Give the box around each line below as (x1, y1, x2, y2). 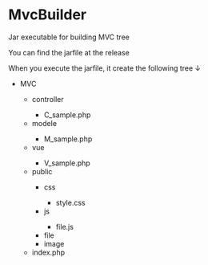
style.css (55, 198, 86, 207)
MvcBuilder (8, 6, 86, 24)
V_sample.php (43, 158, 90, 168)
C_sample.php (43, 110, 91, 120)
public (31, 166, 53, 176)
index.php (31, 247, 66, 257)
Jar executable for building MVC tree (8, 32, 130, 42)
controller (31, 94, 64, 104)
